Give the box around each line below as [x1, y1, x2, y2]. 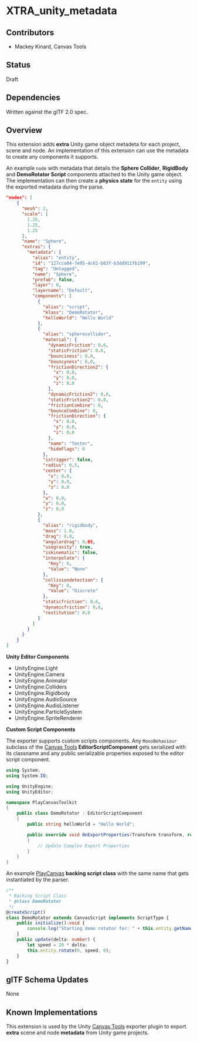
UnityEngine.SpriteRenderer [14, 715, 83, 722]
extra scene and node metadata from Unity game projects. [6, 1029, 150, 1036]
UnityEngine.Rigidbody [14, 690, 70, 697]
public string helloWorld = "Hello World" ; [27, 821, 135, 828]
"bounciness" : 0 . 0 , [47, 353, 96, 359]
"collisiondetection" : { [43, 577, 104, 583]
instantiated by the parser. [6, 876, 69, 883]
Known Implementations [6, 1007, 98, 1017]
